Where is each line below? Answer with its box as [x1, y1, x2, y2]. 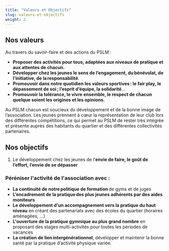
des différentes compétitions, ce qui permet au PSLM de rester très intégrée [5, 117, 164, 123]
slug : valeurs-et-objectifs [5, 12, 65, 17]
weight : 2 [5, 17, 26, 22]
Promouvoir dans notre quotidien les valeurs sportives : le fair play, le [12, 81, 161, 87]
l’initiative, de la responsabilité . [12, 75, 80, 81]
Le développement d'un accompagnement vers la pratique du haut [12, 202, 156, 208]
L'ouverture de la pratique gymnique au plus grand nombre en [12, 218, 146, 225]
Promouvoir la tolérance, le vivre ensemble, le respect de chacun [12, 91, 152, 98]
